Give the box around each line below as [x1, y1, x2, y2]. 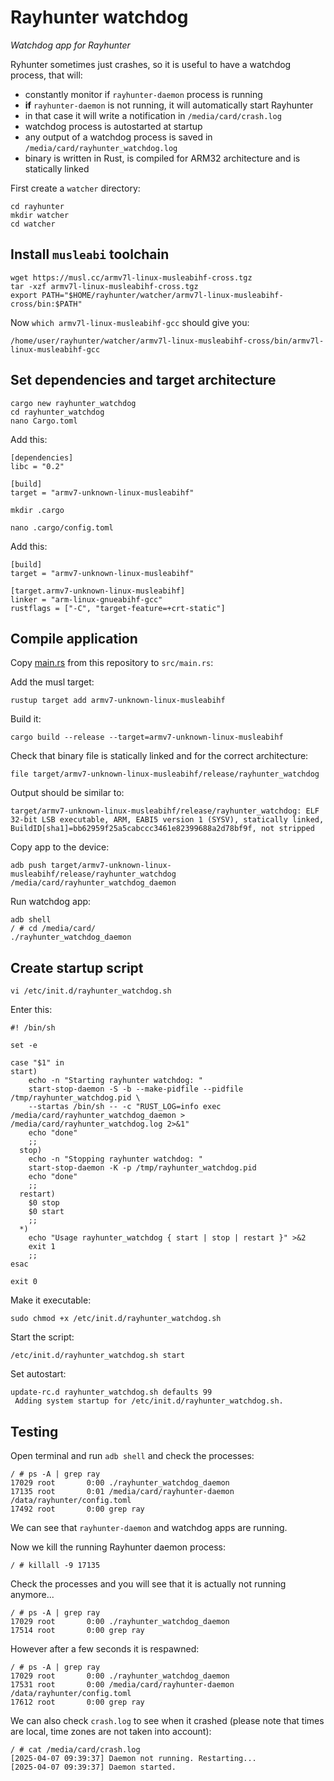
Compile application [10, 630, 138, 647]
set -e [10, 1041, 38, 1051]
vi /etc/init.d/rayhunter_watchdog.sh [10, 986, 172, 996]
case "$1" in [10, 1058, 65, 1068]
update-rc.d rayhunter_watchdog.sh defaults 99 [10, 1387, 213, 1398]
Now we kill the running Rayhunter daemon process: [10, 1541, 227, 1553]
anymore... [10, 1589, 55, 1600]
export [10, 290, 38, 300]
